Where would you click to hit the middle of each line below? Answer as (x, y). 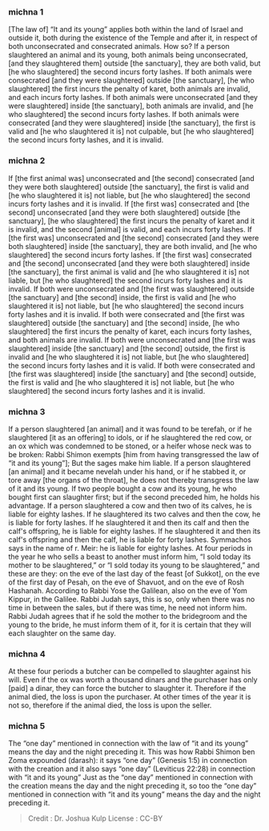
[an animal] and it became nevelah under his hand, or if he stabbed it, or (127, 472)
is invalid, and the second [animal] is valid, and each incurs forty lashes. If (130, 229)
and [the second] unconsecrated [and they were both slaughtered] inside (129, 263)
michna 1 (26, 12)
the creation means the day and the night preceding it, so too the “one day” (132, 786)
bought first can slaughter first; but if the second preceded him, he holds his (134, 497)
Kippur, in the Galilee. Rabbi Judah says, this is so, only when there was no (132, 599)
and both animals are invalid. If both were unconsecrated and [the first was (132, 339)
